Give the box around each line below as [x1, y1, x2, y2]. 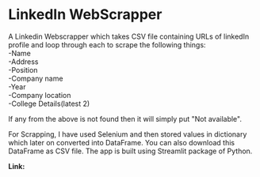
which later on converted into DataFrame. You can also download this [8, 137, 235, 147]
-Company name [8, 73, 63, 83]
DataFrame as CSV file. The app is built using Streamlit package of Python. [8, 146, 253, 156]
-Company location [8, 90, 71, 100]
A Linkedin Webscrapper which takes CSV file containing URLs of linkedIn [8, 32, 250, 41]
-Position [8, 65, 38, 74]
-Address [8, 57, 39, 66]
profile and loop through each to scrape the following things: [8, 40, 206, 49]
